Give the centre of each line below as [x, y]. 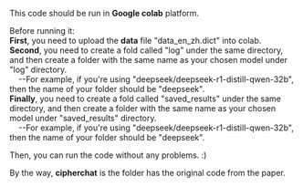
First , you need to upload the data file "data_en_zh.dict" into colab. [136, 41]
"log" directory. [38, 69]
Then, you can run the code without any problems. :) [108, 155]
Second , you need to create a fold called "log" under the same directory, [146, 50]
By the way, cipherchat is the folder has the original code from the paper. [147, 173]
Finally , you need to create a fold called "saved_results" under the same [145, 99]
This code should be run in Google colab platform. [104, 13]
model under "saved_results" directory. [83, 118]
